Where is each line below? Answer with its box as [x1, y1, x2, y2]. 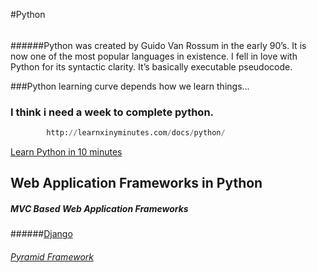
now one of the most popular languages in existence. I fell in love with [10, 50, 298, 62]
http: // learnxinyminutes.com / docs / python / [46, 127, 226, 138]
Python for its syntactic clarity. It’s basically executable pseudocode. [10, 60, 293, 73]
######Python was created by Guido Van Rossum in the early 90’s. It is [10, 39, 307, 51]
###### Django [10, 228, 73, 240]
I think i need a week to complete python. [10, 105, 215, 119]
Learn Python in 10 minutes [10, 145, 123, 158]
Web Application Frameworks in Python [10, 175, 263, 192]
